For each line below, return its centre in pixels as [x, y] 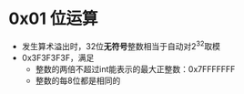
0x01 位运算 [53, 19]
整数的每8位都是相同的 [78, 80]
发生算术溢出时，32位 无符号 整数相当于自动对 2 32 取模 [121, 45]
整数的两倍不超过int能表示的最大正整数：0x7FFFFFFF [135, 68]
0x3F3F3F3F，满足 [58, 57]
